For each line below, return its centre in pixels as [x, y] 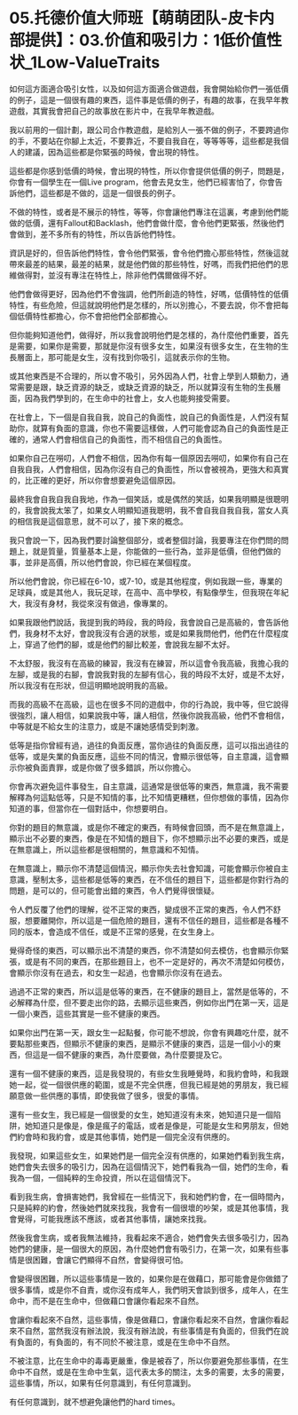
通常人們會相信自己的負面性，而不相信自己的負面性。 [129, 439]
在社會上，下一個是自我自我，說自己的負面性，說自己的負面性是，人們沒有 [145, 417]
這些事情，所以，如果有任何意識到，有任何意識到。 [102, 1383]
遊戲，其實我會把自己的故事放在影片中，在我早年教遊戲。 [114, 111]
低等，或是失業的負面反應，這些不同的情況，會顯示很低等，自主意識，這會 [145, 756]
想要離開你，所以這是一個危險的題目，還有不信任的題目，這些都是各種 [153, 920]
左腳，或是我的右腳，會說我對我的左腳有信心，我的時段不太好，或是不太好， [149, 674]
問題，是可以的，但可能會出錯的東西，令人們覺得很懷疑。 [114, 890]
